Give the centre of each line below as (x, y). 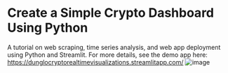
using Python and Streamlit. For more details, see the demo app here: (108, 55)
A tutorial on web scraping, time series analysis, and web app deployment (114, 47)
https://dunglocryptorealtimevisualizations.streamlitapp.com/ (95, 62)
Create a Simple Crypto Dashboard (110, 13)
